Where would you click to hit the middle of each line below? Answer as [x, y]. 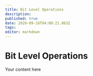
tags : [10, 28]
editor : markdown [23, 32]
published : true [21, 18]
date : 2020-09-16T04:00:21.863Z [38, 23]
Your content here [23, 69]
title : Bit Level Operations [34, 9]
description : [18, 14]
